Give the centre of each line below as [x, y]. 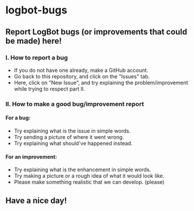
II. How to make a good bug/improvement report [75, 104]
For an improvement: [31, 157]
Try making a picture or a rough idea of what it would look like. [89, 176]
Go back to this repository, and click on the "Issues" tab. [82, 76]
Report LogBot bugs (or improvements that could [96, 32]
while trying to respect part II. [49, 89]
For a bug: [18, 118]
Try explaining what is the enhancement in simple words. [82, 170]
